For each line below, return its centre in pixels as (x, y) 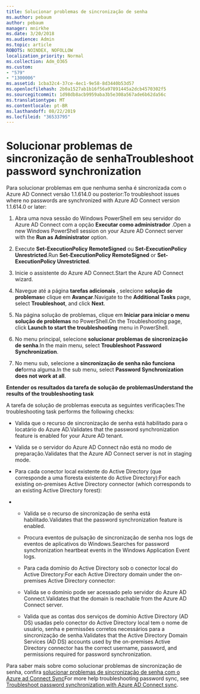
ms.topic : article (29, 45)
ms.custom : (20, 67)
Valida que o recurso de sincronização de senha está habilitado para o (101, 423)
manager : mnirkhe (28, 28)
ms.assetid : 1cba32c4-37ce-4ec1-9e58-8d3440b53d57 (70, 84)
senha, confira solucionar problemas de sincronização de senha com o (93, 672)
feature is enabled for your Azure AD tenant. (69, 436)
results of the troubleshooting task (50, 394)
